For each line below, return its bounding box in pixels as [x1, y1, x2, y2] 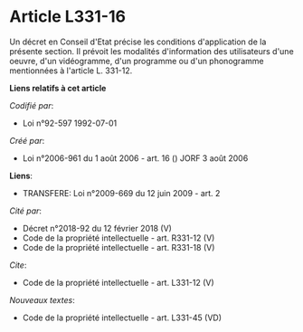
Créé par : [9, 135, 45, 146]
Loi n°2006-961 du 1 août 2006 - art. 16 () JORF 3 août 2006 [22, 152, 249, 164]
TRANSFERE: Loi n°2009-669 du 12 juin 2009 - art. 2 [22, 187, 221, 198]
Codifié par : [9, 100, 54, 110]
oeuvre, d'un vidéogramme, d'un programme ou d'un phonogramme [9, 55, 264, 66]
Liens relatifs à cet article [9, 82, 107, 93]
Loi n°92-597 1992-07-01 [22, 118, 118, 128]
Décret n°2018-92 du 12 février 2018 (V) [22, 223, 172, 233]
